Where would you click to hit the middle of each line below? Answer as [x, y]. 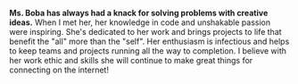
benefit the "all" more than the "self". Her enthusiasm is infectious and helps [149, 41]
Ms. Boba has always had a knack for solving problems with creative [139, 13]
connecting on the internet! [59, 70]
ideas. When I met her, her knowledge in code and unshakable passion [140, 22]
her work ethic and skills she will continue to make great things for [131, 60]
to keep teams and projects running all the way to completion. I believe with [148, 51]
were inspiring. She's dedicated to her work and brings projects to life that [146, 32]
